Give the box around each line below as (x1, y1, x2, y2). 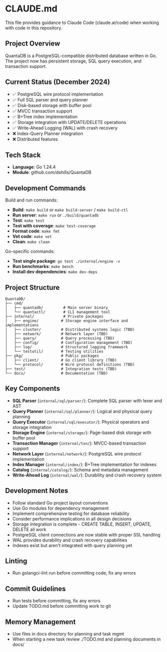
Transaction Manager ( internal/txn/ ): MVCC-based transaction (12, 440, 146, 446)
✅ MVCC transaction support (12, 108, 72, 114)
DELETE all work (12, 526, 46, 532)
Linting (5, 557, 27, 565)
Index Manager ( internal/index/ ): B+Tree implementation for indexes (12, 461, 157, 467)
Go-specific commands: (5, 248, 55, 254)
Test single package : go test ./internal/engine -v (12, 258, 121, 264)
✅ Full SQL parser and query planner (12, 96, 88, 102)
